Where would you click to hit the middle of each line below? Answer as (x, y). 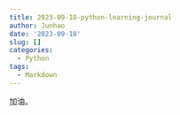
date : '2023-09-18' (45, 34)
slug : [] (25, 42)
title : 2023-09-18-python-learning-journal (91, 17)
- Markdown (37, 75)
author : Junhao (37, 26)
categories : (31, 50)
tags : (19, 67)
